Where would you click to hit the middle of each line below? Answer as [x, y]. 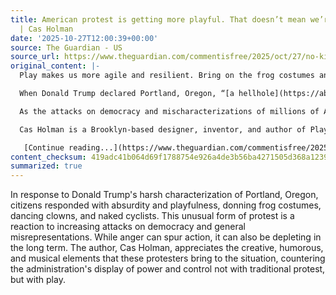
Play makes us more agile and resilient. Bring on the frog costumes [167, 76]
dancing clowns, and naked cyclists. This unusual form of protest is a [152, 216]
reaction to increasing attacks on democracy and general [128, 227]
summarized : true [46, 166]
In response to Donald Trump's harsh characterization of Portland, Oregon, [164, 195]
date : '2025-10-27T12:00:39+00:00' [84, 38]
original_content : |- [55, 66]
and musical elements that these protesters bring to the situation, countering [168, 258]
